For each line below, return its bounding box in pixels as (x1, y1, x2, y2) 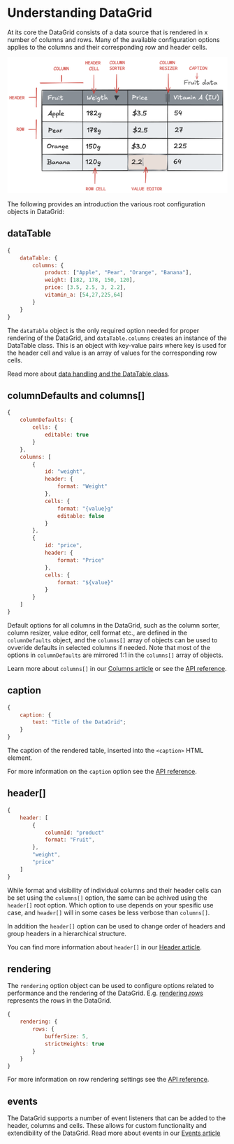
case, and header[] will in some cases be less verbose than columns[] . (7, 908, 210, 917)
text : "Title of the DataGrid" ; (32, 719, 127, 726)
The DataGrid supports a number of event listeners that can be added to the (7, 1114, 226, 1122)
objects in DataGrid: (7, 208, 65, 216)
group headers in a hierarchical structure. (7, 929, 127, 938)
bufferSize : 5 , (44, 1033, 89, 1040)
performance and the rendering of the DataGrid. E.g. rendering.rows (7, 989, 204, 998)
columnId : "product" (44, 829, 105, 836)
